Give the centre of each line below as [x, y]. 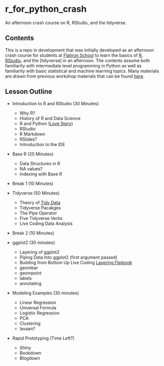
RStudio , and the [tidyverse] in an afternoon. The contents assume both [78, 61]
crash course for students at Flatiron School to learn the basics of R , [74, 55]
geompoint [30, 273]
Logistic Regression [40, 313]
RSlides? [28, 139]
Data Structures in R [40, 163]
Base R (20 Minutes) [33, 154]
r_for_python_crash [46, 9]
